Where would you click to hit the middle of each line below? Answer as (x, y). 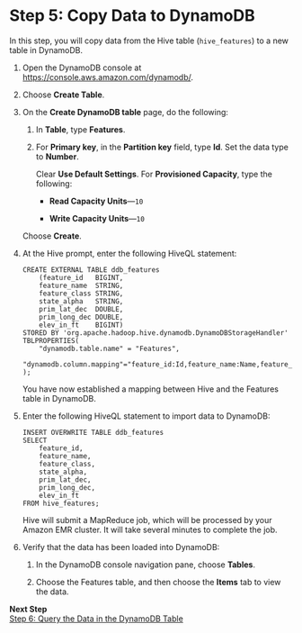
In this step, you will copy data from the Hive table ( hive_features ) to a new (149, 41)
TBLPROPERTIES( (51, 340)
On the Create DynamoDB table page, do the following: (125, 112)
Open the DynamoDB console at (82, 68)
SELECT (35, 440)
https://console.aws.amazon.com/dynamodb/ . (107, 77)
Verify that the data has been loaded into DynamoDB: (121, 547)
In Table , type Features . (80, 129)
